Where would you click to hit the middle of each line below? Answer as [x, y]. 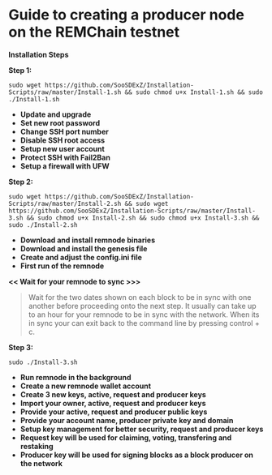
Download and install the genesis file [84, 248]
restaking [37, 446]
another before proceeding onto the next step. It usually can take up [142, 306]
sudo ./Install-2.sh [43, 225]
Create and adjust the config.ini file [81, 257]
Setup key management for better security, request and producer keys [142, 429]
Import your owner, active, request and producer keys [113, 403]
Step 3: [21, 347]
